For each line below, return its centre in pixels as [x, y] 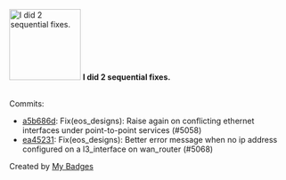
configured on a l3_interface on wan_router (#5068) [118, 149]
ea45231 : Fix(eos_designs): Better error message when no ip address [150, 140]
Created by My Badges [51, 166]
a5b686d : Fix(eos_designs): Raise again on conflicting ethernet [138, 121]
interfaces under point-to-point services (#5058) [112, 130]
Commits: [27, 104]
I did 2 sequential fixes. [127, 77]
